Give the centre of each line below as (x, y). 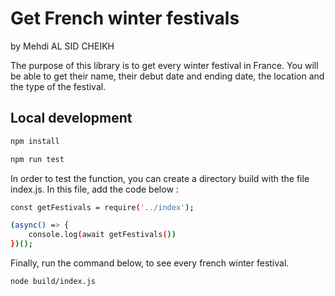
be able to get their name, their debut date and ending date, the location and (167, 76)
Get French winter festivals (125, 18)
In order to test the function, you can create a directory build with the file (160, 178)
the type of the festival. (58, 86)
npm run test (37, 159)
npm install (35, 141)
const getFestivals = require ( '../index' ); (102, 207)
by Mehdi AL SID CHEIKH (62, 46)
